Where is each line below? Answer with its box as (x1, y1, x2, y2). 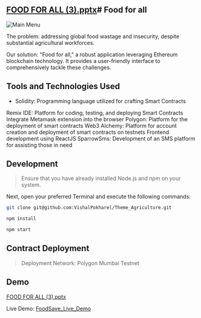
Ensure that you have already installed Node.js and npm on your (21, 175, 181, 182)
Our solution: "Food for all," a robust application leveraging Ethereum (6, 51, 178, 58)
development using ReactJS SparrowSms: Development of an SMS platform (6, 134, 196, 142)
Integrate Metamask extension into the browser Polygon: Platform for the (6, 115, 188, 123)
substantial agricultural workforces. (6, 39, 95, 46)
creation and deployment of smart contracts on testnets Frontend (6, 128, 170, 136)
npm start (6, 227, 31, 233)
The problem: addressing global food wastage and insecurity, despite (6, 33, 180, 40)
